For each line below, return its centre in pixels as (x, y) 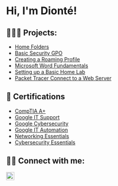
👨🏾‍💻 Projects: (32, 33)
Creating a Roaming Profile (47, 59)
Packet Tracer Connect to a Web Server (63, 78)
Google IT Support (37, 117)
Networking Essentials (42, 136)
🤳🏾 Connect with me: (45, 161)
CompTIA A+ (30, 111)
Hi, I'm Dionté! (42, 11)
